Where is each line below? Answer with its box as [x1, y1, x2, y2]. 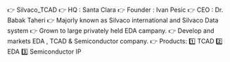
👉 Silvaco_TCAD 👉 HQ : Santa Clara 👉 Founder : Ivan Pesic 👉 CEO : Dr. [7, 6, 224, 14]
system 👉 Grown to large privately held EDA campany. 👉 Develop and [7, 26, 215, 35]
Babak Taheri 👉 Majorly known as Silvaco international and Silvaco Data [7, 16, 219, 24]
